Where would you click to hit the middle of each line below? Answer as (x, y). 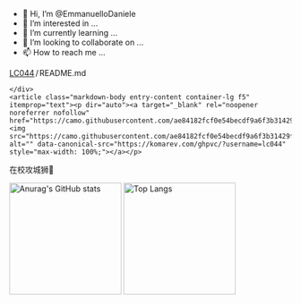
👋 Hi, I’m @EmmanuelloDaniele (79, 14)
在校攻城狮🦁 (32, 169)
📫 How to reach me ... (64, 52)
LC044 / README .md (48, 73)
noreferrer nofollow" (50, 113)
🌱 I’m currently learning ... (70, 33)
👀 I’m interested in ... (60, 23)
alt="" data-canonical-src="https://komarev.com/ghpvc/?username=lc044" (148, 144)
